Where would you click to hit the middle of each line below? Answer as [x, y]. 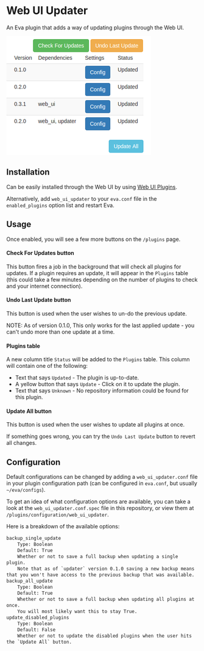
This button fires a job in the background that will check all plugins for [94, 267]
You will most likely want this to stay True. [77, 612]
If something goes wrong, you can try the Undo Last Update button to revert [101, 436]
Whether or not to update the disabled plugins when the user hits [104, 636]
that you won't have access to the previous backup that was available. [100, 575]
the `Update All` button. [39, 642]
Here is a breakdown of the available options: [63, 527]
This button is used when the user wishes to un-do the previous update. [97, 313]
